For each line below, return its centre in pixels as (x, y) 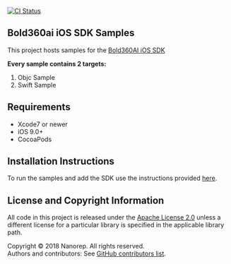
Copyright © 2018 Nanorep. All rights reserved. (76, 246)
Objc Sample (36, 77)
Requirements (39, 107)
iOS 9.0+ (30, 131)
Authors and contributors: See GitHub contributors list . (87, 253)
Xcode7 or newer (43, 124)
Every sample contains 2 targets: (57, 64)
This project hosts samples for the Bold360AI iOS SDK (86, 50)
